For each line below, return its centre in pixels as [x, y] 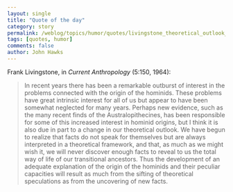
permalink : [23, 33]
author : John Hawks [35, 53]
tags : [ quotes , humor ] [40, 40]
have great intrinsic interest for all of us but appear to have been [116, 100]
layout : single [29, 14]
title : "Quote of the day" [46, 20]
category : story [31, 26]
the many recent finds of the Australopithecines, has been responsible [124, 114]
